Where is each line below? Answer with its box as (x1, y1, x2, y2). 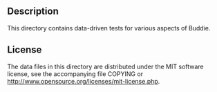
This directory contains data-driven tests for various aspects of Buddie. (7, 24, 211, 32)
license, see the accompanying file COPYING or (7, 69, 144, 78)
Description (7, 6, 59, 17)
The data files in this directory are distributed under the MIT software (7, 62, 204, 71)
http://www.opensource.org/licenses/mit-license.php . (7, 77, 160, 85)
